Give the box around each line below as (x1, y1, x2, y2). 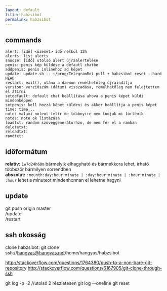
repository (5, 265, 27, 271)
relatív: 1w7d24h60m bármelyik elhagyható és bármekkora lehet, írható (5, 161, 149, 167)
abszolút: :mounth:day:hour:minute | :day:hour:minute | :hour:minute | (5, 172, 160, 178)
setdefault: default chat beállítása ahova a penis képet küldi (5, 93, 144, 99)
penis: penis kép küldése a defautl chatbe (5, 62, 99, 68)
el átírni (5, 89, 26, 94)
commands (5, 36, 41, 44)
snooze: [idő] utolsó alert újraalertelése (5, 58, 99, 63)
